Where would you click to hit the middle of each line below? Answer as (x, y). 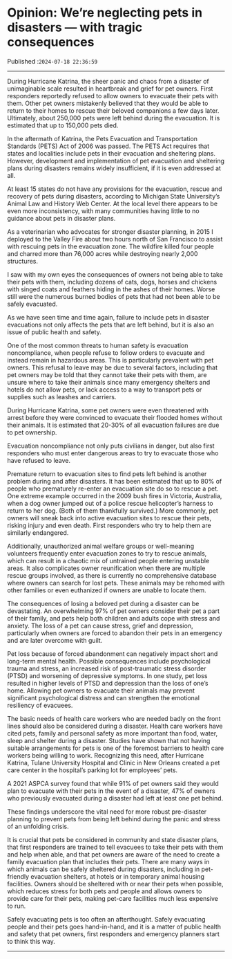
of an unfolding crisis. (38, 826)
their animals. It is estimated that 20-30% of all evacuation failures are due (113, 425)
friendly (18, 876)
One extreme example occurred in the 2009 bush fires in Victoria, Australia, (115, 495)
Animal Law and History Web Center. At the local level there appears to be (113, 203)
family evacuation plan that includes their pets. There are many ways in (108, 861)
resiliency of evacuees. (40, 705)
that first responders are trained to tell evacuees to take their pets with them (115, 847)
